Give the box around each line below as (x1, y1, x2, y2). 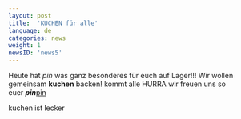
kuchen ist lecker (8, 103, 66, 113)
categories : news (8, 34, 66, 42)
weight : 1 (8, 42, 42, 50)
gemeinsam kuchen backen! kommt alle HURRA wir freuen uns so (8, 79, 227, 89)
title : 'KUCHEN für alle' (8, 19, 98, 27)
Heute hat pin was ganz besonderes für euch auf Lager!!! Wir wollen (8, 71, 234, 80)
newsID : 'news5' (8, 49, 62, 57)
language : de (8, 26, 52, 34)
